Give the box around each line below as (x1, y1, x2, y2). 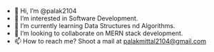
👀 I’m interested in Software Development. (14, 14, 138, 22)
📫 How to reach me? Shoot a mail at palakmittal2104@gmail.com (14, 37, 207, 45)
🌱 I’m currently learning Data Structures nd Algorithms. (14, 22, 175, 30)
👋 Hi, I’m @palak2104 (14, 7, 77, 15)
